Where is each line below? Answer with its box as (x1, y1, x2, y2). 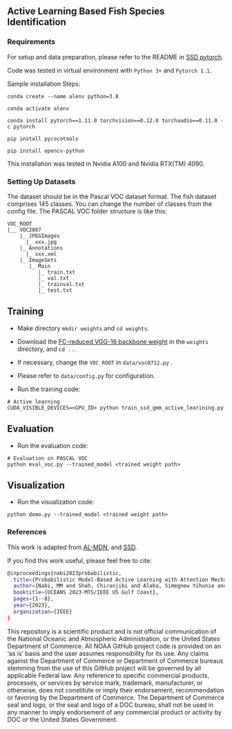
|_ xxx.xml (25, 250, 57, 258)
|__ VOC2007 (7, 226, 41, 234)
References (7, 527, 47, 537)
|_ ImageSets (19, 256, 57, 263)
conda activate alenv (7, 105, 70, 112)
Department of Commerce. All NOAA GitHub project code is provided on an (7, 642, 222, 650)
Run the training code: (17, 385, 81, 393)
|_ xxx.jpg (25, 238, 57, 245)
